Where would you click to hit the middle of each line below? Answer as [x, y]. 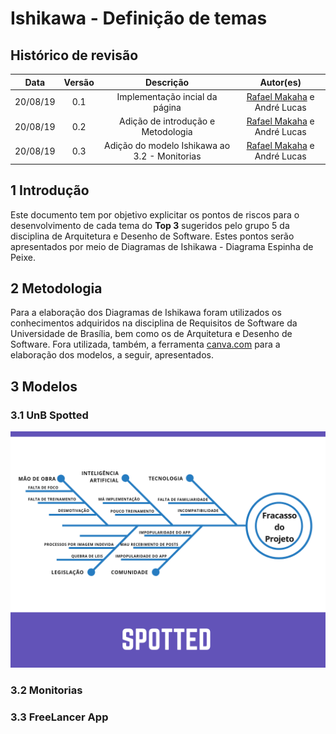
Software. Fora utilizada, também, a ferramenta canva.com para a [145, 344]
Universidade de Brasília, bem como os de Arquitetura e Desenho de [151, 334]
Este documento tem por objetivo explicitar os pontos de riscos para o [155, 214]
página [167, 107]
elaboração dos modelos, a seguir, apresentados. [112, 355]
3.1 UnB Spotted [49, 415]
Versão [79, 82]
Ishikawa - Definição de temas [139, 18]
